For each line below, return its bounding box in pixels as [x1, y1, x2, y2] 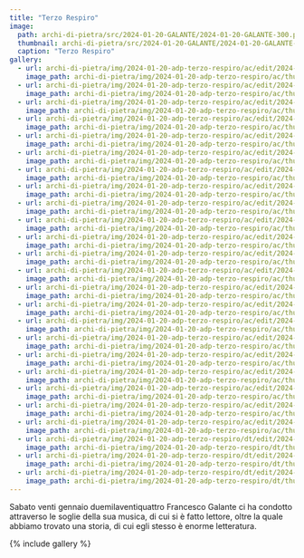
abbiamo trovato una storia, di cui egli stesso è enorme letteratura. [9, 520, 257, 531]
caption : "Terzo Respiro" [17, 47, 116, 56]
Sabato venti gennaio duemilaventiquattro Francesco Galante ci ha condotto [9, 501, 292, 512]
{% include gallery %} [9, 538, 92, 549]
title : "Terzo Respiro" [9, 13, 100, 23]
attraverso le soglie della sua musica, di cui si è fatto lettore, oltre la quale [9, 511, 283, 522]
